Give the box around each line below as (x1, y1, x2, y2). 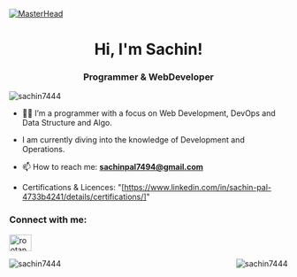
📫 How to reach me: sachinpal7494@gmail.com (21, 162, 203, 173)
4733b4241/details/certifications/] (21, 191, 148, 203)
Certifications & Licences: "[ (21, 182, 126, 193)
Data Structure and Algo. (21, 118, 113, 128)
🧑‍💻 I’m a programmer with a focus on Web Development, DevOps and (21, 108, 276, 119)
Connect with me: (9, 213, 88, 226)
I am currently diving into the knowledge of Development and (21, 135, 245, 145)
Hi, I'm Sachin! (94, 40, 203, 59)
